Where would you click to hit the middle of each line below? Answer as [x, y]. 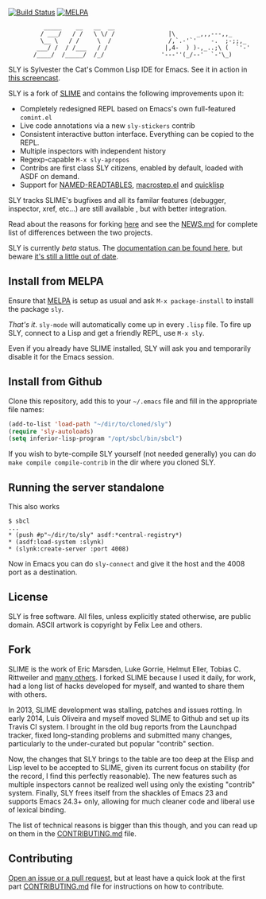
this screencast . [35, 78]
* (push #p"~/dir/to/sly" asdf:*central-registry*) [95, 535]
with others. [28, 694]
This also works [34, 507]
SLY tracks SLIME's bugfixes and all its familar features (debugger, [117, 200]
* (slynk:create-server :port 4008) [69, 549]
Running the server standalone [87, 487]
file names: [27, 409]
